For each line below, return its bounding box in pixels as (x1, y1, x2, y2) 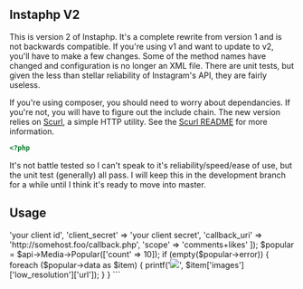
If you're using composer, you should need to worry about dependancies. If (9, 97, 291, 108)
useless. (9, 79, 41, 90)
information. (9, 126, 55, 137)
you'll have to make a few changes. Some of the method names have (9, 50, 267, 62)
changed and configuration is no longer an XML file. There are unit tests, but (9, 60, 294, 71)
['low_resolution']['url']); (9, 269, 99, 280)
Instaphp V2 (9, 7, 80, 23)
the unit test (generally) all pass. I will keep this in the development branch (9, 169, 287, 180)
